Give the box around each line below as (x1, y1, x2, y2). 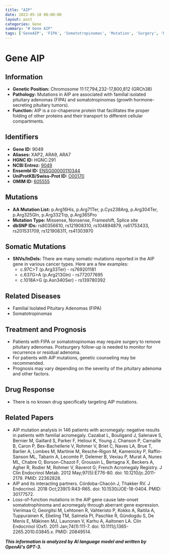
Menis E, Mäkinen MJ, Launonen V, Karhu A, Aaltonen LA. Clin (12, 518, 142, 524)
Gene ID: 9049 (12, 146, 44, 152)
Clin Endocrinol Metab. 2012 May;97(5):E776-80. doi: (12, 470, 123, 476)
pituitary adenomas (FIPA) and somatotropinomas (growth (12, 97, 133, 102)
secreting (12, 102, 33, 108)
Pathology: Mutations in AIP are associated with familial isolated (12, 91, 146, 97)
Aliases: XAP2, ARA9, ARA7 (12, 151, 71, 157)
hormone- (133, 97, 155, 102)
